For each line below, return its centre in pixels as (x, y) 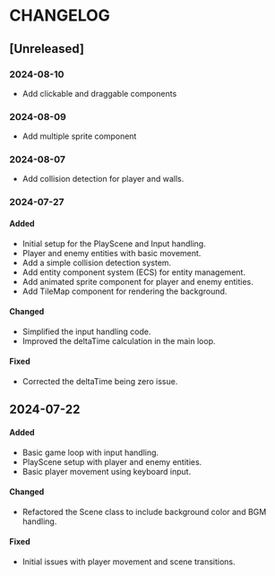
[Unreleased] (47, 49)
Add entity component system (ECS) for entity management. (134, 272)
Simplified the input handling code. (86, 331)
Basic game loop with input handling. (90, 452)
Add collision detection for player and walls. (103, 179)
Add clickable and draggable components (99, 93)
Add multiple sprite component (79, 136)
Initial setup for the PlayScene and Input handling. (114, 244)
